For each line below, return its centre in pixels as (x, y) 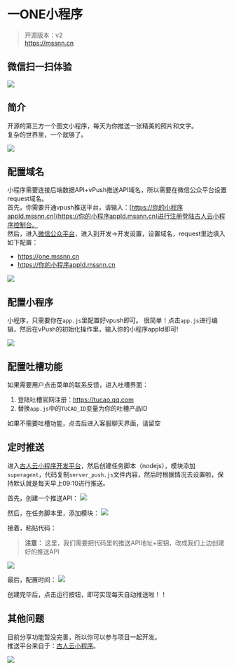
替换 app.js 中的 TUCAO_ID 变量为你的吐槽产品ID (82, 408)
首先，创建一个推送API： (43, 498)
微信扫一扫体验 (40, 67)
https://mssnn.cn (49, 43)
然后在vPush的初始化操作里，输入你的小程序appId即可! (99, 329)
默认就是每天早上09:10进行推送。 (61, 483)
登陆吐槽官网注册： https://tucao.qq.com (76, 399)
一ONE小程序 (45, 14)
